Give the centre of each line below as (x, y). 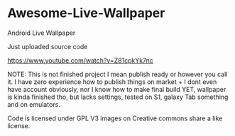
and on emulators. (34, 104)
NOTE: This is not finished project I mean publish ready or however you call (117, 74)
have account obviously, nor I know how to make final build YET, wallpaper (117, 89)
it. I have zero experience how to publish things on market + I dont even (112, 82)
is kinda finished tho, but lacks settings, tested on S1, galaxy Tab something (118, 97)
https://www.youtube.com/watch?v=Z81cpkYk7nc (81, 60)
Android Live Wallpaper (42, 33)
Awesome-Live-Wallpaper (86, 13)
